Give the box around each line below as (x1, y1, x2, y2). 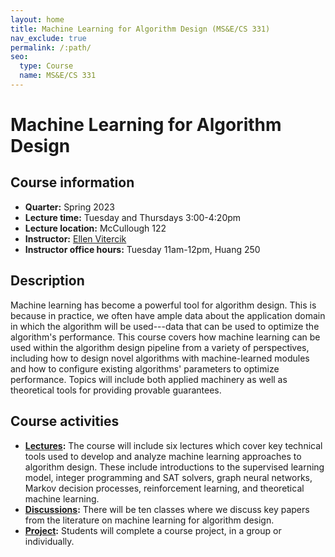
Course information (10, 174, 135, 191)
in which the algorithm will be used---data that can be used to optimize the (10, 320, 320, 332)
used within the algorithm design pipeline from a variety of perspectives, (10, 341, 310, 353)
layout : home (10, 14, 65, 25)
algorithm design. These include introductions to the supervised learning (24, 461, 325, 473)
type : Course (19, 61, 74, 71)
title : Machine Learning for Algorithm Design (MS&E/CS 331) (10, 24, 271, 34)
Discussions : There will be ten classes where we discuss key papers (24, 503, 310, 515)
